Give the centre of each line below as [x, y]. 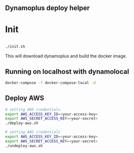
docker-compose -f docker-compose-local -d [50, 83]
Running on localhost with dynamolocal [67, 72]
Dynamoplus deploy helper [48, 8]
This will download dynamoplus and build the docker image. [66, 56]
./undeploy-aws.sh [24, 146]
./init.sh [15, 47]
